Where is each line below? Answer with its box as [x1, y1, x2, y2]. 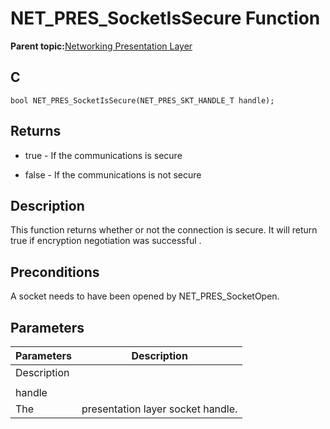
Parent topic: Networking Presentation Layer [10, 40, 193, 52]
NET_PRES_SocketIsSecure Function [10, 7, 321, 30]
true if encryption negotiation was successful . [10, 235, 202, 247]
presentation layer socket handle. [81, 402, 238, 416]
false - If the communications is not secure [24, 168, 202, 181]
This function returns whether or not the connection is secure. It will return [10, 224, 318, 236]
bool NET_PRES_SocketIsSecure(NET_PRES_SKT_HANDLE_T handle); [10, 95, 275, 106]
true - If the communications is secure [24, 149, 183, 161]
